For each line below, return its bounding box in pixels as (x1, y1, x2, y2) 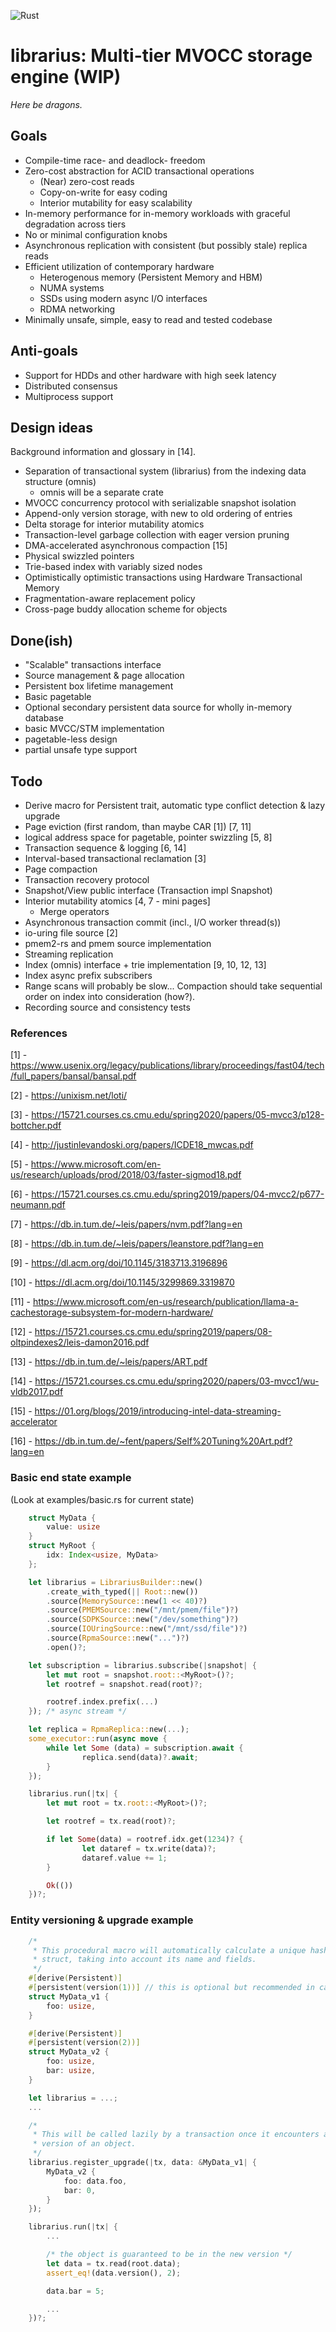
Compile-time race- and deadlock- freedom (24, 154, 206, 166)
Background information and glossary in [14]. (10, 446, 197, 458)
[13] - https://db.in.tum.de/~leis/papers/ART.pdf (10, 1356, 208, 1368)
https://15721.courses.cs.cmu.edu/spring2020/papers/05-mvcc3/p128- (31, 1109, 325, 1121)
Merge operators (39, 906, 110, 917)
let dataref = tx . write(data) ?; (81, 1843, 217, 1854)
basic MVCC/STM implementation (24, 723, 165, 735)
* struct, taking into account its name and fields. (32, 1955, 257, 1965)
